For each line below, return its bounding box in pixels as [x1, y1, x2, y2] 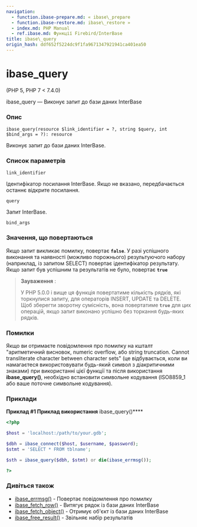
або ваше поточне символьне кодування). [6, 380, 113, 387]
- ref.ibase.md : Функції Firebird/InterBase [11, 31, 123, 37]
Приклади [6, 395, 37, 403]
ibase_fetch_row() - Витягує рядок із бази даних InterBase [14, 501, 159, 509]
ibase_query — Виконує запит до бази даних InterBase [6, 98, 142, 105]
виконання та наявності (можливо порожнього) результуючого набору [6, 253, 186, 260]
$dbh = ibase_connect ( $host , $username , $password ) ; [6, 441, 139, 447]
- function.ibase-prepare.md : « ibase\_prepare [11, 14, 131, 20]
